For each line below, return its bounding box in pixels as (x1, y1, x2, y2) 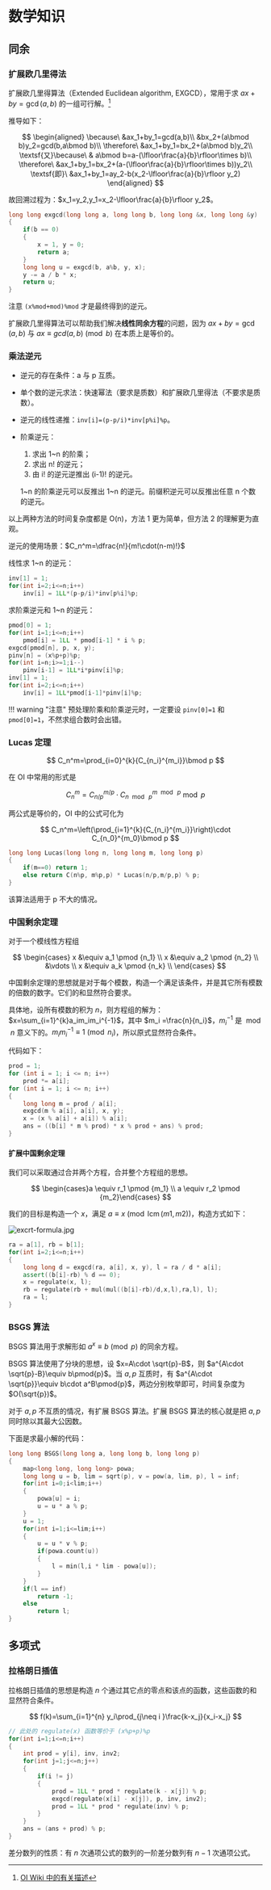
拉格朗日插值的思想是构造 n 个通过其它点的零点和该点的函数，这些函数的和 (8, 1685, 257, 1695)
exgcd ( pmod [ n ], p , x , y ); (8, 644, 95, 652)
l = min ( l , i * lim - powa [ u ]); (51, 1562, 157, 1571)
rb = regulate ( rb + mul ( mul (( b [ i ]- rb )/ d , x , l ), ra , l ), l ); (23, 1286, 219, 1294)
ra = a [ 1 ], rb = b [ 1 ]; (8, 1241, 85, 1249)
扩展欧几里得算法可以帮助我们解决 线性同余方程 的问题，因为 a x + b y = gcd (8, 318, 256, 328)
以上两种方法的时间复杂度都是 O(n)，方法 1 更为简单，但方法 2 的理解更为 (8, 514, 252, 523)
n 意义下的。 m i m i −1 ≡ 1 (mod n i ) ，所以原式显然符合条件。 (10, 1026, 201, 1039)
